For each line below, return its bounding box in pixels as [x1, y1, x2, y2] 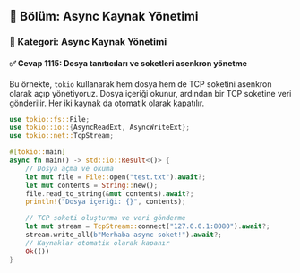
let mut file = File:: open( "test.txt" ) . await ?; [25, 172, 206, 182]
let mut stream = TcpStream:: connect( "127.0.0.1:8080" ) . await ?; [25, 222, 270, 231]
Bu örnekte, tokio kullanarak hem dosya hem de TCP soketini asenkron [9, 78, 272, 90]
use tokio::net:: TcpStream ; [9, 132, 115, 141]
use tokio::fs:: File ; [9, 115, 90, 124]
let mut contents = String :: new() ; [25, 181, 159, 190]
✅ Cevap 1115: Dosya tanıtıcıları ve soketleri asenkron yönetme [9, 57, 248, 68]
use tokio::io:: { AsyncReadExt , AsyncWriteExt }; [9, 123, 191, 132]
